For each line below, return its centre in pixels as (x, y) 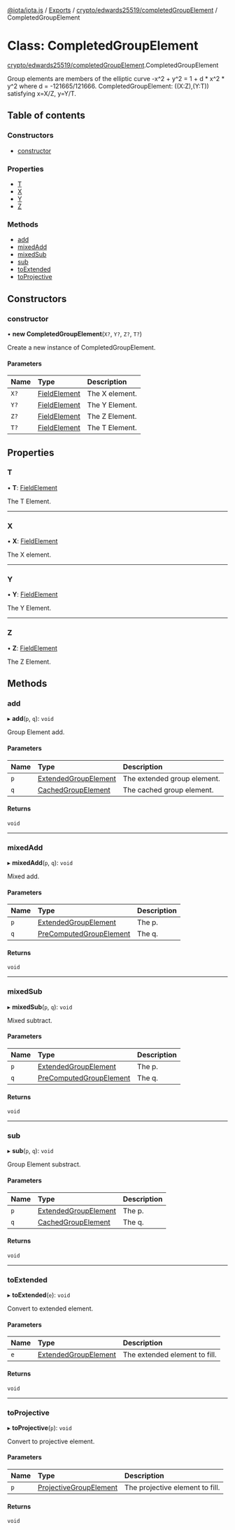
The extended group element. (171, 778)
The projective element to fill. (172, 1487)
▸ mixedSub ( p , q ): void (40, 1007)
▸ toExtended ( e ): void (39, 1295)
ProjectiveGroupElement (78, 1487)
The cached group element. (168, 789)
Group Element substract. (44, 1164)
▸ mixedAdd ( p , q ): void (40, 863)
